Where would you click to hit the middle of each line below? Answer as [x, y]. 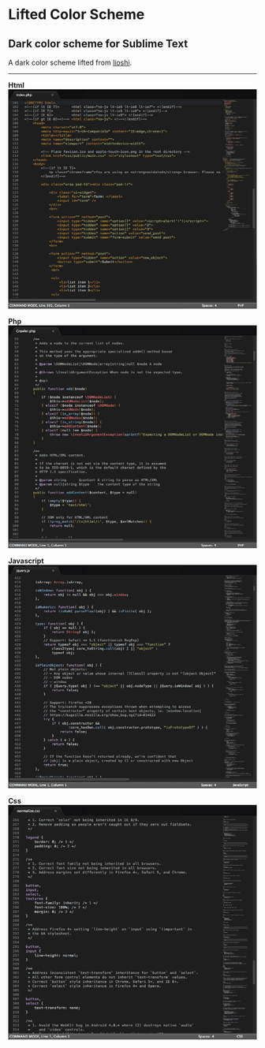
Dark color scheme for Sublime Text [98, 44]
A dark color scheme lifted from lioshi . [70, 62]
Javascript [26, 561]
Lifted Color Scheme [77, 15]
